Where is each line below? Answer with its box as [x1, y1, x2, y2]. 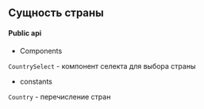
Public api [8, 28, 42, 38]
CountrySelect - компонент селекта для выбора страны [8, 61, 196, 70]
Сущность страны [8, 6, 105, 20]
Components [19, 46, 63, 55]
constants [19, 77, 53, 86]
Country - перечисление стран [8, 92, 111, 101]
